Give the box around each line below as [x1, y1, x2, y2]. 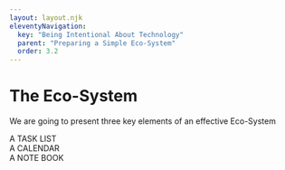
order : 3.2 [17, 47, 59, 56]
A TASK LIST [9, 133, 57, 145]
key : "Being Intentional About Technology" [17, 30, 184, 39]
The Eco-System [9, 86, 138, 107]
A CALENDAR [9, 143, 61, 154]
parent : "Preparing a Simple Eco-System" [17, 38, 176, 48]
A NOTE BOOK [9, 153, 64, 164]
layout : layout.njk [9, 13, 83, 23]
